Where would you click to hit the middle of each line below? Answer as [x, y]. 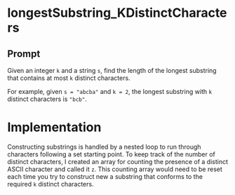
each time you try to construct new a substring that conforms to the [105, 176]
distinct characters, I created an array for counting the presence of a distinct [117, 161]
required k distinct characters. [51, 184]
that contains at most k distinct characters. [69, 78]
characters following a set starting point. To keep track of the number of [112, 154]
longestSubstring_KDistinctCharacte [117, 13]
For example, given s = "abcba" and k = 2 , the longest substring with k [110, 92]
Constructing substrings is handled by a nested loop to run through [104, 147]
